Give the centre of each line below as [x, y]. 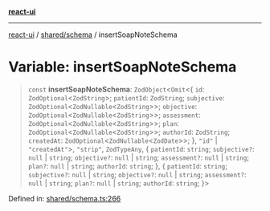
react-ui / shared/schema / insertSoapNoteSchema [93, 34]
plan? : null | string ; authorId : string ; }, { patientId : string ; [127, 166]
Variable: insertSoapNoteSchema [123, 67]
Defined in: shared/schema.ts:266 [65, 198]
